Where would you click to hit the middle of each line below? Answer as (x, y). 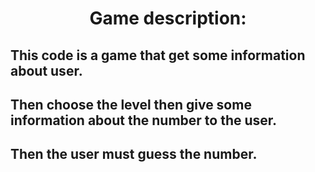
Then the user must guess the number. (134, 154)
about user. (46, 70)
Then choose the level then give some (131, 104)
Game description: (168, 18)
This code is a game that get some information (158, 55)
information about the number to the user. (144, 120)
